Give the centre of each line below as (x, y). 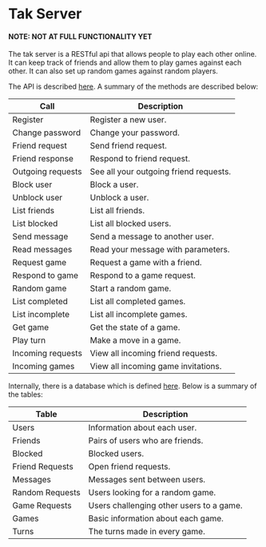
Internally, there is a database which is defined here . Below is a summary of (133, 386)
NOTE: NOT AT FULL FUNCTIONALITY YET (80, 36)
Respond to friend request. (140, 159)
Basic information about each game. (156, 518)
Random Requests (47, 493)
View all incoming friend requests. (154, 354)
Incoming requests (47, 354)
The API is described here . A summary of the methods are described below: (133, 87)
